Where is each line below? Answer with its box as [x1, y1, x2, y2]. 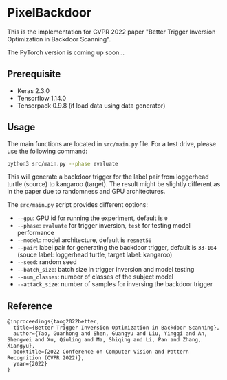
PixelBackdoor [7, 5, 91, 21]
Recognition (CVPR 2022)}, [7, 354, 85, 361]
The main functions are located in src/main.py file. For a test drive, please [7, 139, 217, 148]
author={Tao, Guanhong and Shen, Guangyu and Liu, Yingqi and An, [13, 330, 208, 337]
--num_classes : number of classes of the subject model [17, 272, 174, 281]
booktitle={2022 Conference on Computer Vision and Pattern [13, 348, 189, 356]
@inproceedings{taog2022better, [7, 319, 100, 326]
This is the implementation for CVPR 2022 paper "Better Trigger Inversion [7, 28, 216, 36]
